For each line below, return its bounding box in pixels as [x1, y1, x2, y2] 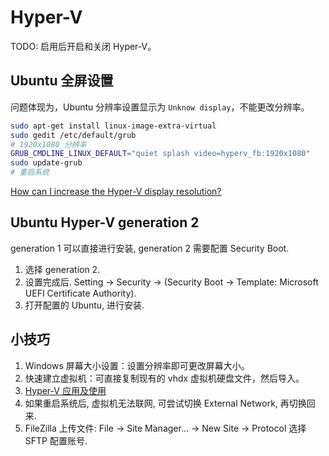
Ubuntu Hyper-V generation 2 [10, 214, 200, 231]
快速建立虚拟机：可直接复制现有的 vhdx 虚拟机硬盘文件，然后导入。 [24, 372, 305, 384]
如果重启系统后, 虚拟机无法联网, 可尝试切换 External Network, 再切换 [24, 397, 307, 409]
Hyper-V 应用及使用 [24, 384, 107, 396]
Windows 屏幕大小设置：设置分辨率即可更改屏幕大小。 [24, 359, 250, 371]
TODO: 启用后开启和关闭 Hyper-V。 [10, 40, 157, 52]
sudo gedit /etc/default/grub [10, 130, 137, 140]
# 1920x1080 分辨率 [10, 139, 87, 150]
